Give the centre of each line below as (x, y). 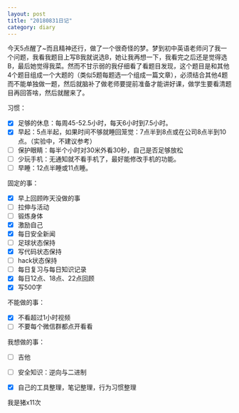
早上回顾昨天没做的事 (49, 198)
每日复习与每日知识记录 (52, 270)
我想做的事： (26, 342)
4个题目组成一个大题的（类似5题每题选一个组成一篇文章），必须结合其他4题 (118, 75)
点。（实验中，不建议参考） (57, 141)
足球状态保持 (36, 242)
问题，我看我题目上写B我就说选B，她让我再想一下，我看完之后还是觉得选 (120, 57)
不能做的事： (26, 303)
